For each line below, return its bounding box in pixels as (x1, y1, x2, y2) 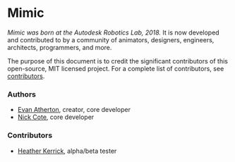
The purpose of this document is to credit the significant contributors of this (7, 56, 228, 65)
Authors (7, 89, 37, 99)
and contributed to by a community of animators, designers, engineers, (7, 35, 215, 44)
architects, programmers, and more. (7, 43, 112, 51)
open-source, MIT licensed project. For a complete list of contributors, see (7, 64, 224, 73)
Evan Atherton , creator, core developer (17, 106, 131, 114)
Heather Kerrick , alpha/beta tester (17, 147, 117, 155)
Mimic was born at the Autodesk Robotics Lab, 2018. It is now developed (7, 28, 220, 37)
